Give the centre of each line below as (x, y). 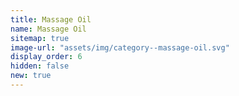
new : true (31, 76)
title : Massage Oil (51, 19)
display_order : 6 (46, 57)
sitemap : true (40, 38)
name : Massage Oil (48, 29)
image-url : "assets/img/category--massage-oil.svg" (120, 47)
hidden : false (40, 66)
